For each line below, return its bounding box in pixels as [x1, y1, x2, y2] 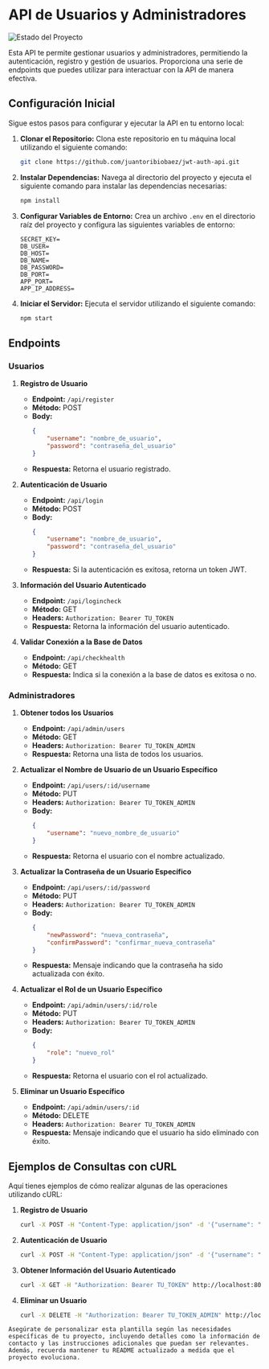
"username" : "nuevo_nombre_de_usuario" [47, 829, 181, 837]
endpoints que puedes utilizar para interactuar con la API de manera [8, 64, 234, 74]
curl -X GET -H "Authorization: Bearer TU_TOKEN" [19, 1281, 190, 1289]
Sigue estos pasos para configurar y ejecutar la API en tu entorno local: [8, 118, 245, 128]
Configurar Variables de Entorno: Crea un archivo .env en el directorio [19, 211, 255, 220]
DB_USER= [19, 242, 50, 250]
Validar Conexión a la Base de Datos [19, 637, 143, 647]
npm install [19, 196, 60, 204]
